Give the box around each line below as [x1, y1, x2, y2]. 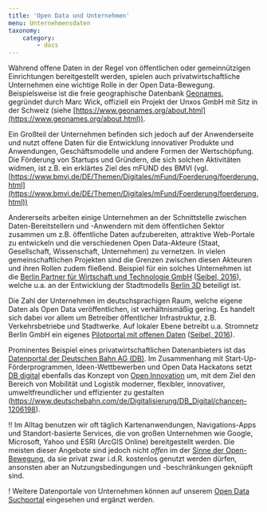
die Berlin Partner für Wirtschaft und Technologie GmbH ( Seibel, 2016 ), [8, 272, 241, 282]
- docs [37, 41, 59, 49]
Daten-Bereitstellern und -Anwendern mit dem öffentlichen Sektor [8, 221, 225, 231]
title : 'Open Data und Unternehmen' [8, 11, 130, 20]
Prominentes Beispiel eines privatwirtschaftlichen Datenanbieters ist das [8, 345, 245, 355]
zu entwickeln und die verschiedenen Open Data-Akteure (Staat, [8, 238, 221, 248]
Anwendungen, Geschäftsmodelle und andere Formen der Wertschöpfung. [8, 147, 254, 156]
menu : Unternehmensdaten [8, 19, 91, 27]
